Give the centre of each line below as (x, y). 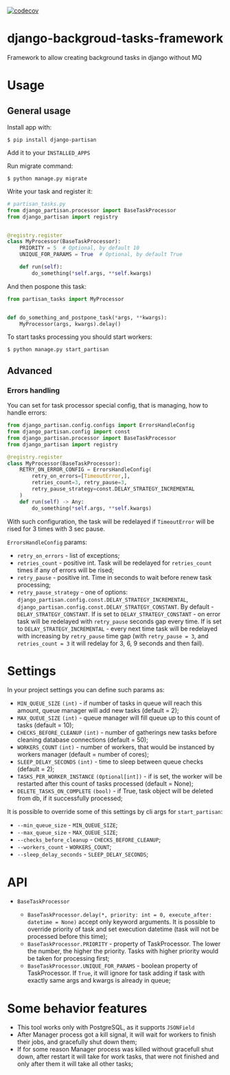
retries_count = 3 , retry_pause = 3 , (80, 483)
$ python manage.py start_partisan (58, 350)
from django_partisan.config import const (69, 432)
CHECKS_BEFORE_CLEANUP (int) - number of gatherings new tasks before (117, 733)
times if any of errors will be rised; (66, 570)
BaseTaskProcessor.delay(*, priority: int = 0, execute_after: (120, 915)
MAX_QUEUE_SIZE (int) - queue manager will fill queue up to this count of (119, 718)
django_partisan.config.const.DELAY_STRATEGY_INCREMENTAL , (103, 599)
